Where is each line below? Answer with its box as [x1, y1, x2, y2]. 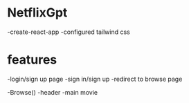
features [7, 52, 57, 68]
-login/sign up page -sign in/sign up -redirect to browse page [7, 75, 183, 83]
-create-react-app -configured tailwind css [7, 28, 130, 36]
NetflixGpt [7, 5, 68, 21]
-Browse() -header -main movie [7, 88, 98, 96]
